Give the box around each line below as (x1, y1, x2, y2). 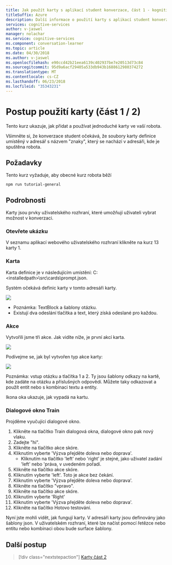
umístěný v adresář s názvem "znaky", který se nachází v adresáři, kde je (6, 138, 160, 144)
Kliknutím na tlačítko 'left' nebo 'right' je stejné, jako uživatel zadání (20, 456, 162, 462)
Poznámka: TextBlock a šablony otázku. (13, 304, 97, 310)
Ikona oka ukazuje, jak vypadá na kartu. (6, 394, 89, 400)
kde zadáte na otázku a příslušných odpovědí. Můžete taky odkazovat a (6, 379, 157, 385)
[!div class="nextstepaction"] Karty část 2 (18, 554, 107, 560)
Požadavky (6, 158, 42, 167)
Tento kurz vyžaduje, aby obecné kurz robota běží (6, 172, 112, 178)
